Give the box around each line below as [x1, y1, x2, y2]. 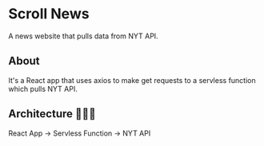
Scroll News [8, 5, 90, 23]
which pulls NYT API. [8, 84, 78, 93]
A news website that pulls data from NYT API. [8, 31, 158, 41]
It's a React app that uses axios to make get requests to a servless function [8, 75, 256, 85]
